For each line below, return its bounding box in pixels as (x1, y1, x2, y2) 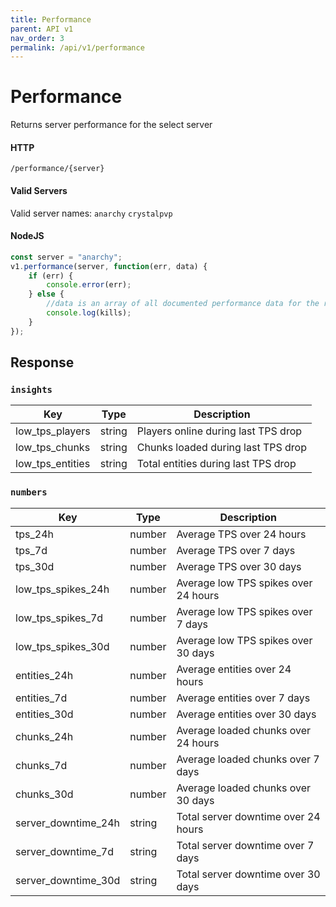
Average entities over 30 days (176, 707, 317, 721)
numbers (10, 487, 48, 498)
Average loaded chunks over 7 (176, 752, 320, 766)
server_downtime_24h (15, 816, 120, 830)
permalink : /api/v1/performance (10, 42, 145, 53)
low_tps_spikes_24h (15, 582, 110, 596)
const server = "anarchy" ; (10, 252, 123, 262)
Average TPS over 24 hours (176, 527, 307, 541)
